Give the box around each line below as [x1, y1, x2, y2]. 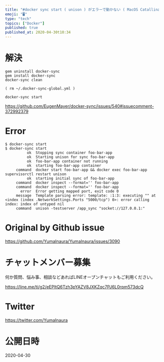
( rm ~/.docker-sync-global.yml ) [5, 86, 76, 91]
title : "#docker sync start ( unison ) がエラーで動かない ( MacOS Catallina [5, 7, 160, 12]
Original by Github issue [5, 222, 105, 233]
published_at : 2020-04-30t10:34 [5, 30, 71, 35]
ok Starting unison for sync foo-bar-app [26, 155, 115, 159]
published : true [5, 25, 38, 30]
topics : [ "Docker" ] [5, 21, 45, 26]
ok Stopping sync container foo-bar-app [26, 150, 112, 155]
